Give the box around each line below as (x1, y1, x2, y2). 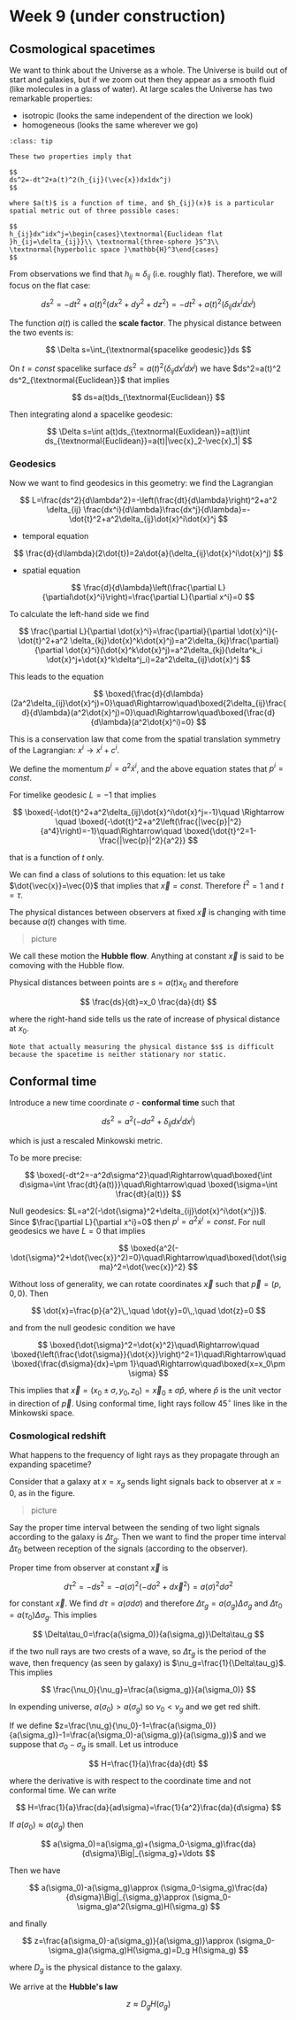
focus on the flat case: (9, 280, 91, 290)
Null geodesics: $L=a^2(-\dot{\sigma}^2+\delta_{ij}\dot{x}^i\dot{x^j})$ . (9, 1206, 267, 1216)
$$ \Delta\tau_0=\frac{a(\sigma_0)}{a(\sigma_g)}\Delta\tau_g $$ (32, 1629, 265, 1639)
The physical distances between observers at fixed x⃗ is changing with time (9, 906, 286, 917)
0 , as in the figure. (9, 1488, 75, 1499)
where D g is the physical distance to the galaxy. (9, 1962, 183, 1975)
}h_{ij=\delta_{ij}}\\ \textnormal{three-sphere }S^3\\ (9, 237, 219, 246)
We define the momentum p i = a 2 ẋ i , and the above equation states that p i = (9, 761, 285, 774)
